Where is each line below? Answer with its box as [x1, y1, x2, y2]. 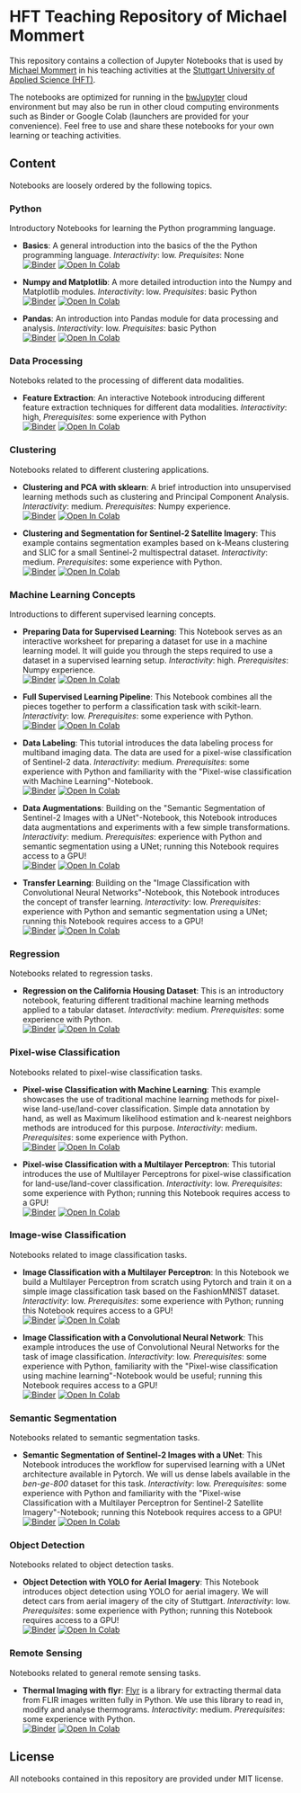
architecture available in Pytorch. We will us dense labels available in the [22, 1468, 290, 1480]
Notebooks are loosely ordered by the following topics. [9, 180, 213, 191]
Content [9, 156, 57, 172]
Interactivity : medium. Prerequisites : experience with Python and [22, 831, 262, 842]
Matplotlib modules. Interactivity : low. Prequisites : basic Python [22, 286, 258, 298]
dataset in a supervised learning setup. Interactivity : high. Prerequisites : [22, 655, 289, 665]
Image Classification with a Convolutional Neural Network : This [22, 1332, 264, 1343]
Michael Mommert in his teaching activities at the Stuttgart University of [9, 65, 276, 76]
